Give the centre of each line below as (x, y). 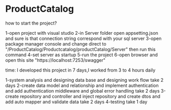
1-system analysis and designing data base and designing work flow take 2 (84, 80)
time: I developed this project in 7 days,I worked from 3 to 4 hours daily (80, 70)
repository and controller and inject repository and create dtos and (90, 96)
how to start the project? (31, 23)
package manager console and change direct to (56, 43)
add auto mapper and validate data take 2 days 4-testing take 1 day (76, 102)
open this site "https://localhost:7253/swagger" (56, 60)
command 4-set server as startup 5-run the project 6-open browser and (81, 55)
